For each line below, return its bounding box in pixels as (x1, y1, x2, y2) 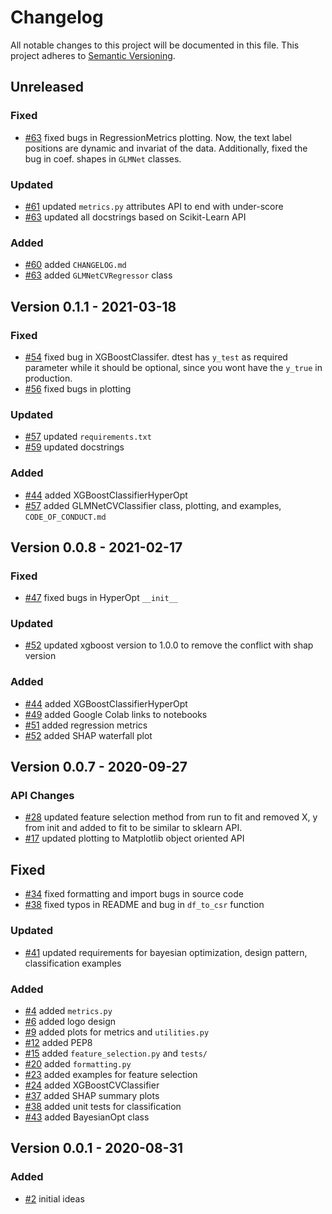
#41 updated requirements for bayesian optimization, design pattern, (24, 946, 308, 958)
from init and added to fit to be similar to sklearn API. (24, 822, 243, 834)
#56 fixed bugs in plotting (24, 382, 132, 395)
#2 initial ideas (24, 1192, 85, 1205)
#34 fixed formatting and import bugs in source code (24, 888, 244, 900)
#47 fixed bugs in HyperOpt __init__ (24, 592, 178, 604)
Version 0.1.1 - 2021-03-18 (10, 298, 177, 315)
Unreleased (10, 79, 85, 96)
